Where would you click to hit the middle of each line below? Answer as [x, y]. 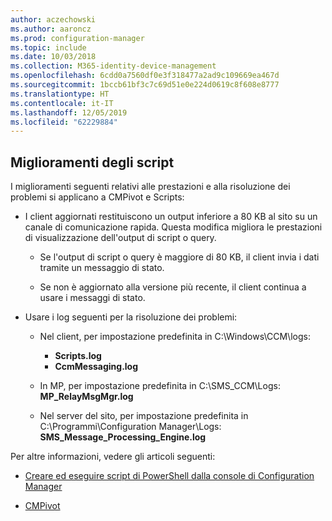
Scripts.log [78, 356]
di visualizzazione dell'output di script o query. [120, 238]
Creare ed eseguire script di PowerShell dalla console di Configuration [169, 476]
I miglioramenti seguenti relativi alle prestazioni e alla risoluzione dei [150, 187]
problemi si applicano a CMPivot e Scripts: [97, 197]
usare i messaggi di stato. [92, 298]
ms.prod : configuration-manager [77, 38]
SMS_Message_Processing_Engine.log [123, 437]
